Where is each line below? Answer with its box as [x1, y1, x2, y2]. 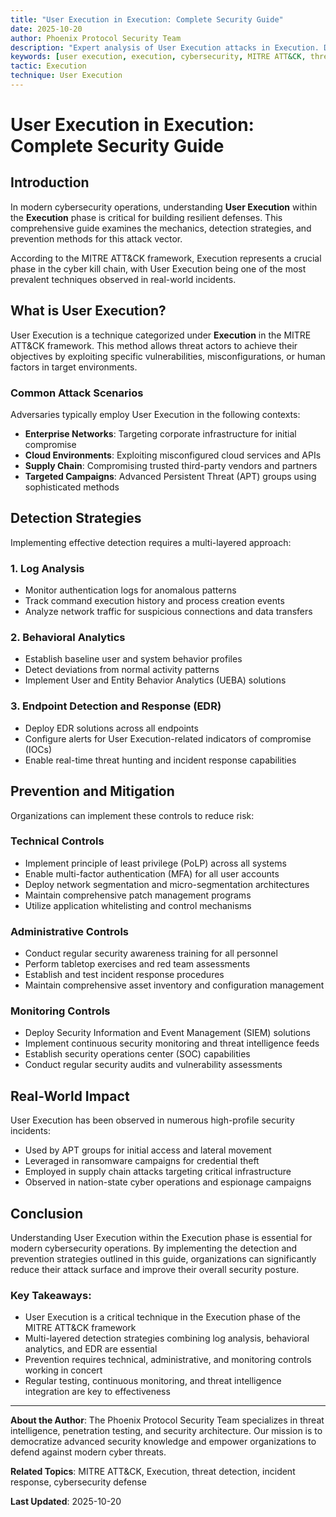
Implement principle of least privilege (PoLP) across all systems [24, 857, 287, 869]
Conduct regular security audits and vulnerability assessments [24, 1059, 283, 1071]
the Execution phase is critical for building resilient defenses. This [10, 211, 283, 223]
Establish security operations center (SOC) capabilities [24, 1048, 251, 1060]
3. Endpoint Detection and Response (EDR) [10, 699, 222, 713]
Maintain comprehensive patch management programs [24, 889, 252, 901]
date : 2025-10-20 [10, 24, 83, 34]
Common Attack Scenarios [10, 386, 144, 400]
